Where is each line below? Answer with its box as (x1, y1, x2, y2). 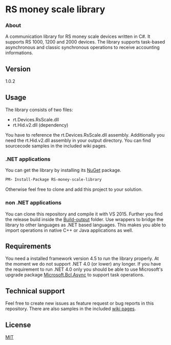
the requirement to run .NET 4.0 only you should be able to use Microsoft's (5, 266, 163, 272)
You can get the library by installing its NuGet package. (5, 167, 121, 174)
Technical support (5, 287, 65, 295)
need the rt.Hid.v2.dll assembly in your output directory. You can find (5, 137, 151, 144)
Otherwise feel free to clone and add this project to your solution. (5, 186, 143, 192)
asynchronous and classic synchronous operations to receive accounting (5, 45, 160, 51)
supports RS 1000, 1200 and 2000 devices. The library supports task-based (5, 39, 165, 45)
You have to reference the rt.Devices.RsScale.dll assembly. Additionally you (5, 132, 165, 138)
